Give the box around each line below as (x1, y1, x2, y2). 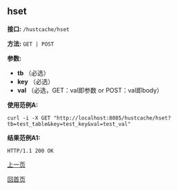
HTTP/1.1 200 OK (7, 147, 54, 154)
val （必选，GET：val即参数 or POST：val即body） (17, 86, 164, 94)
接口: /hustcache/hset (7, 24, 70, 33)
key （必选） (17, 77, 55, 86)
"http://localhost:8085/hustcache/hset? (53, 114, 171, 122)
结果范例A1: (7, 133, 41, 142)
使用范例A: (7, 100, 39, 109)
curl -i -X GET (7, 114, 51, 122)
